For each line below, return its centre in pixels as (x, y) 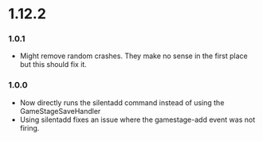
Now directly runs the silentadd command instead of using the (122, 102)
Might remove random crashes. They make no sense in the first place (134, 56)
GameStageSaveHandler (60, 111)
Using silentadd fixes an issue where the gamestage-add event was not (137, 119)
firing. (29, 127)
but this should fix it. (53, 65)
